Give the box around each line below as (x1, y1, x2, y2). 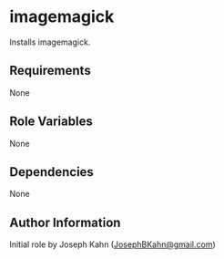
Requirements (9, 63, 91, 78)
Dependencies (9, 164, 94, 180)
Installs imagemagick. (9, 36, 91, 47)
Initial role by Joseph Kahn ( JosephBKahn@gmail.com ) (9, 239, 216, 250)
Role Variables (9, 114, 93, 129)
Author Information (9, 214, 121, 230)
